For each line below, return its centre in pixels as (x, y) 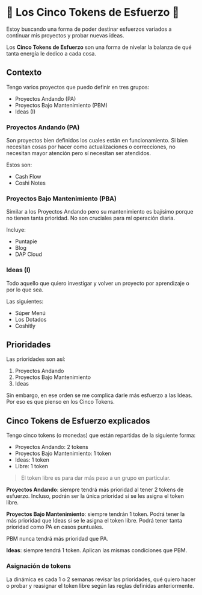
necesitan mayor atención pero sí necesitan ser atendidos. (79, 153)
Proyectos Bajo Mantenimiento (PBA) (62, 199)
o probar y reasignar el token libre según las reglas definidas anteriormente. (100, 585)
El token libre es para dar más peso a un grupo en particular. (96, 478)
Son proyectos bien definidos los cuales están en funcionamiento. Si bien (97, 141)
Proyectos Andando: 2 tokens (51, 447)
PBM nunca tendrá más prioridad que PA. (57, 539)
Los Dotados (31, 319)
